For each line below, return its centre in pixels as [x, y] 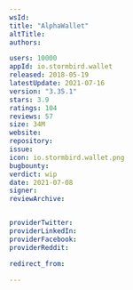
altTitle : [27, 34]
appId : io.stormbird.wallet [61, 67]
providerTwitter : [41, 223]
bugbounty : [29, 165]
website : [25, 133]
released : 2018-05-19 [49, 75]
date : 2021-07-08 [41, 182]
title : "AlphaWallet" [49, 26]
